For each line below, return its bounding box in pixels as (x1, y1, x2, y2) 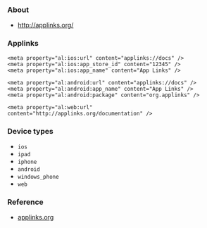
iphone (17, 158, 37, 165)
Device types (7, 126, 54, 136)
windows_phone (17, 173, 59, 180)
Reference (7, 197, 44, 207)
